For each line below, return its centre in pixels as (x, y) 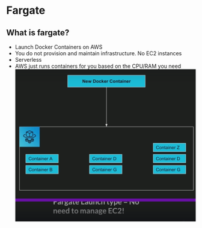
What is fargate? (38, 33)
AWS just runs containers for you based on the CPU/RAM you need (98, 66)
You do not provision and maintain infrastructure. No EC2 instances (98, 53)
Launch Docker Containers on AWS (59, 47)
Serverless (28, 60)
